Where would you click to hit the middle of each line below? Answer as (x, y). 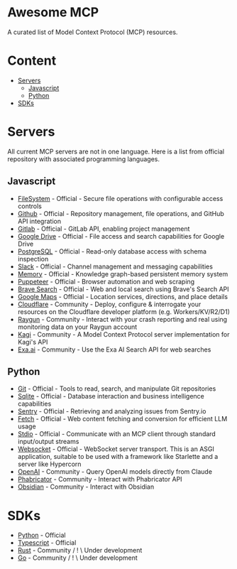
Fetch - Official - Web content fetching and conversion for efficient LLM (122, 419)
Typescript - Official (47, 543)
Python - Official (42, 535)
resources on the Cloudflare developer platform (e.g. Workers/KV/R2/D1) (124, 311)
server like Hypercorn (49, 464)
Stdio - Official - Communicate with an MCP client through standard (117, 434)
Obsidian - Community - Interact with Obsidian (86, 487)
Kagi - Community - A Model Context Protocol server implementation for (123, 334)
